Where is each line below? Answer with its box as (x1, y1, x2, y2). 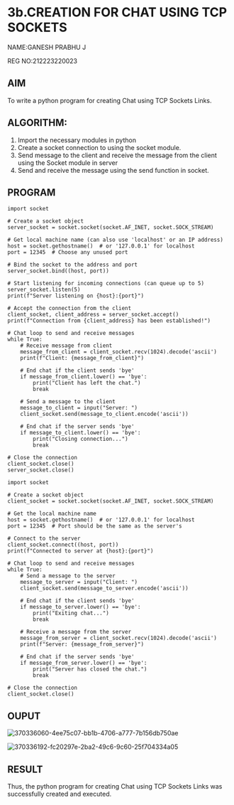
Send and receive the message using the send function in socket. (17, 166, 209, 174)
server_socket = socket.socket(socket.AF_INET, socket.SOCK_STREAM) (7, 224, 214, 231)
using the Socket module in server (17, 158, 118, 167)
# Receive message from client (20, 342, 113, 349)
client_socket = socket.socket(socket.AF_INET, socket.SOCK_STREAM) (7, 498, 214, 505)
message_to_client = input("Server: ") (20, 405, 138, 412)
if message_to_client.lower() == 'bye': (20, 430, 141, 437)
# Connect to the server (7, 535, 81, 543)
